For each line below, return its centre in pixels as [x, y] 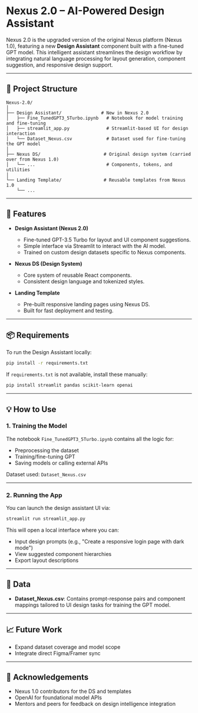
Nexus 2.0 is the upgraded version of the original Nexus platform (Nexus [94, 40]
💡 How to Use [31, 409]
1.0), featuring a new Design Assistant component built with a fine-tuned [95, 46]
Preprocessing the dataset [47, 450]
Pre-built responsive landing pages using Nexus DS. [87, 304]
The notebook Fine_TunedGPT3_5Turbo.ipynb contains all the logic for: [90, 439]
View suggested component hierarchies [63, 554]
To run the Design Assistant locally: [49, 352]
